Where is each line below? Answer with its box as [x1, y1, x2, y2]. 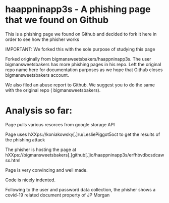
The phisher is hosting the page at [5, 146, 77, 153]
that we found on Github [5, 14, 109, 26]
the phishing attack [5, 136, 45, 142]
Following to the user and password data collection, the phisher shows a [5, 186, 156, 192]
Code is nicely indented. [5, 177, 55, 183]
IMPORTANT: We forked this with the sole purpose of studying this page [5, 46, 155, 52]
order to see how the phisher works [5, 36, 80, 42]
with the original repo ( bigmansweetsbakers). [5, 87, 101, 93]
